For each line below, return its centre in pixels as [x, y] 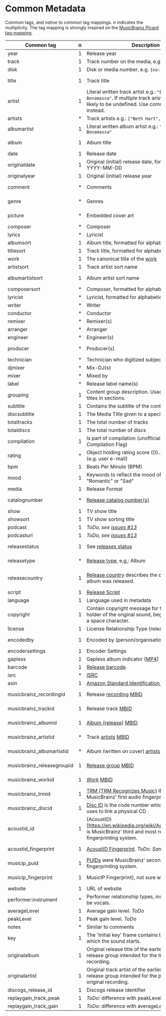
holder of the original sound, [119, 614]
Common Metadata [45, 9]
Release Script [103, 592]
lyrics [14, 235]
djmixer [16, 368]
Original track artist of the [116, 969]
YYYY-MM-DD [104, 168]
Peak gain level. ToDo [111, 919]
